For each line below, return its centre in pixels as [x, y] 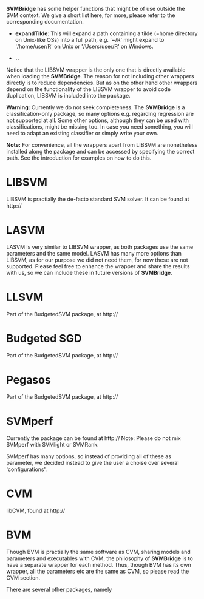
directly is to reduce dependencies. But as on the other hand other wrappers [102, 83]
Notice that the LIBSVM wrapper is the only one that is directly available [96, 70]
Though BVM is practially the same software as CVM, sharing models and [99, 552]
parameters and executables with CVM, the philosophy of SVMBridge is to [100, 558]
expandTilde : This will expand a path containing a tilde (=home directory [106, 33]
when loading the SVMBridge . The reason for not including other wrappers [100, 76]
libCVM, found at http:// [36, 510]
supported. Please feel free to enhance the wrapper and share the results [98, 266]
